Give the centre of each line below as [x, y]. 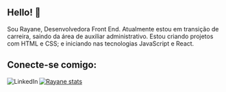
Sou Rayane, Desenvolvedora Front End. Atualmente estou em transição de [113, 29]
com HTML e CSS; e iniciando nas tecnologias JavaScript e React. [101, 43]
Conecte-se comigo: [52, 65]
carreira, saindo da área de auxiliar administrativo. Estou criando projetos [110, 36]
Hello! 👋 [24, 13]
